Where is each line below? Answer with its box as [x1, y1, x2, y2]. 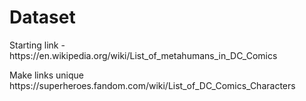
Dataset [9, 6, 76, 29]
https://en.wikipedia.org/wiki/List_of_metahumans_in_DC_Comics [9, 49, 278, 61]
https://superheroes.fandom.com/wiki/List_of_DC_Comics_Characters [9, 79, 296, 91]
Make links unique [9, 69, 84, 81]
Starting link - [9, 39, 66, 51]
